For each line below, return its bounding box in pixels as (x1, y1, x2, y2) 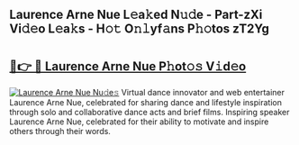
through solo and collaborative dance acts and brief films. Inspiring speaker (9, 107, 290, 117)
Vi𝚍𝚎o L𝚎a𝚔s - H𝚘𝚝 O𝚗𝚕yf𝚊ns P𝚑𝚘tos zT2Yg (9, 22, 270, 37)
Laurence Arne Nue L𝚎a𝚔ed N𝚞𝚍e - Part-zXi (9, 7, 263, 23)
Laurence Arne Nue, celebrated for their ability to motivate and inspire (9, 116, 269, 127)
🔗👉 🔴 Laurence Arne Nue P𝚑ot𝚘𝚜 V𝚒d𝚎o (9, 59, 247, 74)
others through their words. (9, 126, 111, 136)
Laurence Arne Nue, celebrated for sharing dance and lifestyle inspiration (9, 97, 282, 107)
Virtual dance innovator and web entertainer (121, 87, 285, 97)
